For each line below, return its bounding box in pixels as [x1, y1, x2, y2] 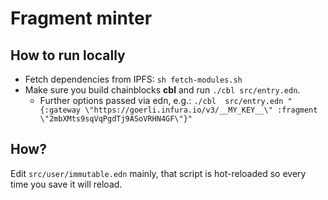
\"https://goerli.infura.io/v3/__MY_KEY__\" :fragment [84, 105, 318, 115]
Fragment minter [10, 7, 153, 30]
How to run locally [10, 47, 126, 64]
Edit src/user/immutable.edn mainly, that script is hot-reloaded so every [10, 167, 307, 179]
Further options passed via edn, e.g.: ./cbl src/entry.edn [39, 95, 284, 106]
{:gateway [39, 105, 82, 115]
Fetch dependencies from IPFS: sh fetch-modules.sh [24, 73, 243, 85]
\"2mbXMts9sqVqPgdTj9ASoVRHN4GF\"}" [39, 114, 193, 124]
